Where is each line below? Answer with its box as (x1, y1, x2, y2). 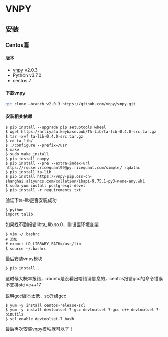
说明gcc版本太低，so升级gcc (5, 293, 66, 299)
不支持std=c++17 (5, 282, 41, 288)
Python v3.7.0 (12, 72, 42, 78)
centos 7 (12, 77, 32, 83)
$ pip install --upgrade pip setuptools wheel (5, 125, 106, 130)
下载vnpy (5, 90, 26, 96)
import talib (5, 212, 33, 217)
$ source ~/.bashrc (5, 246, 47, 251)
